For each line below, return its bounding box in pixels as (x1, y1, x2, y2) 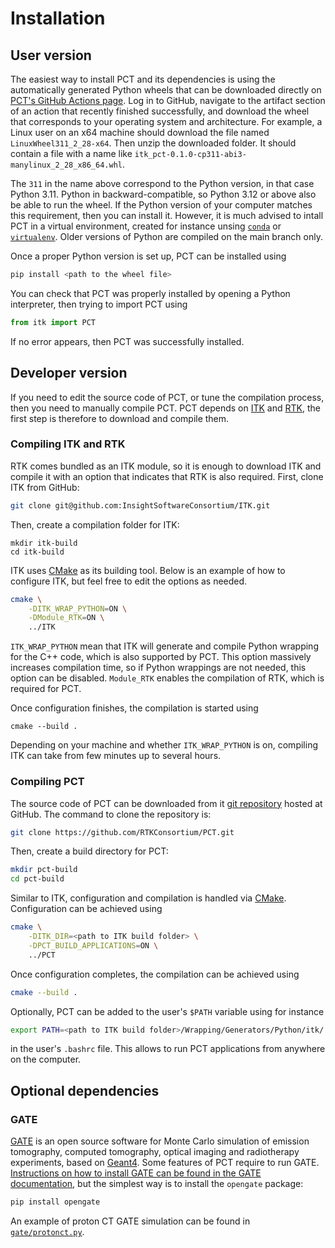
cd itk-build (10, 547, 65, 557)
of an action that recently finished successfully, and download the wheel (10, 105, 310, 117)
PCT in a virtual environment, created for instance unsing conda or (10, 220, 282, 232)
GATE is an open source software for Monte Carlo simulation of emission (10, 1135, 310, 1147)
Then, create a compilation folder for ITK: (10, 518, 180, 531)
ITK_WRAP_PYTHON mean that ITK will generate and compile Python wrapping (10, 640, 319, 652)
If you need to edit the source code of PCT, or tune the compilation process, (10, 391, 325, 403)
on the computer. (10, 1053, 82, 1066)
